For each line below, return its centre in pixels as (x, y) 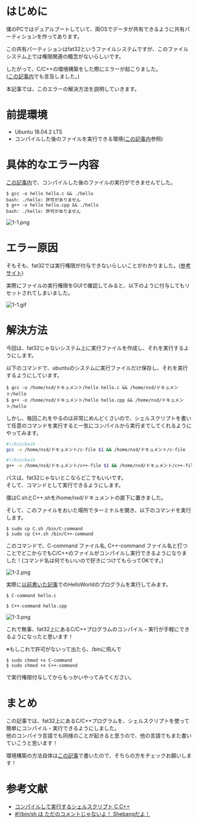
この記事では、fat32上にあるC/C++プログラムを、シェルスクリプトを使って (98, 721)
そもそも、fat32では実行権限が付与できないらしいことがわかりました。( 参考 (98, 265)
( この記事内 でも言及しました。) (43, 76)
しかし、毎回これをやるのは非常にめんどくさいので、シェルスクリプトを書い (99, 418)
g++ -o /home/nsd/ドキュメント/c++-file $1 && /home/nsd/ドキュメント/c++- (96, 466)
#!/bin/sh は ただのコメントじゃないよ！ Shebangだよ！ (82, 814)
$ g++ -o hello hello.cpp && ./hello (52, 205)
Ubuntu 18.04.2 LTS (39, 132)
